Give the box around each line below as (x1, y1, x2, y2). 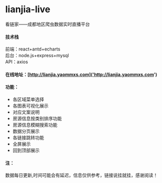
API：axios (5, 59, 28, 65)
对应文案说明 (12, 109, 40, 115)
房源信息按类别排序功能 (12, 115, 62, 121)
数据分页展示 (12, 128, 40, 134)
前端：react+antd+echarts (5, 46, 60, 52)
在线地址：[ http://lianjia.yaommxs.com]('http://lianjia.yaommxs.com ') (5, 71, 157, 77)
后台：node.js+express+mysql (5, 53, 70, 59)
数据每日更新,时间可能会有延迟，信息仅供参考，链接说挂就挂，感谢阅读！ (5, 172, 158, 178)
